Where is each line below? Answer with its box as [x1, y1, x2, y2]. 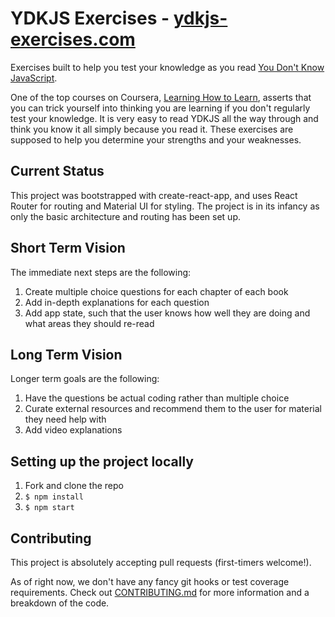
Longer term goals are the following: [10, 373, 160, 385]
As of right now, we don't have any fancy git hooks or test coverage [10, 576, 290, 587]
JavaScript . [10, 72, 58, 84]
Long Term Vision [10, 346, 123, 363]
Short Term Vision [10, 240, 126, 257]
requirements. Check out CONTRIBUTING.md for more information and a [10, 587, 310, 598]
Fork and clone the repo [24, 480, 124, 492]
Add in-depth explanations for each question [24, 296, 210, 308]
